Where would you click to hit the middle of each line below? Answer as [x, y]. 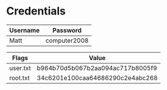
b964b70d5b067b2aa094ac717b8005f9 [97, 68]
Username [25, 30]
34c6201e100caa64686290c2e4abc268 [97, 78]
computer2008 [67, 40]
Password [67, 30]
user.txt [20, 68]
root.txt [20, 78]
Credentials [36, 11]
